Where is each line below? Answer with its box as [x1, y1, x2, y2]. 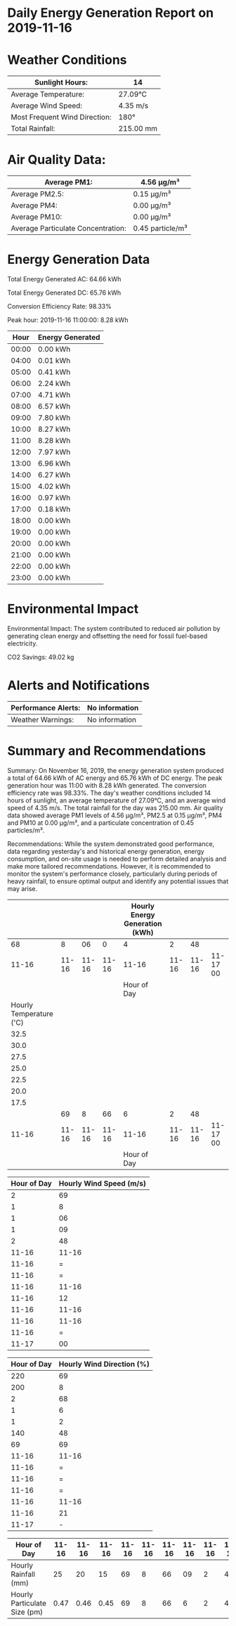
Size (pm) [11, 1607, 44, 1617]
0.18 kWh [37, 504, 71, 514]
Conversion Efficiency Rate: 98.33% [7, 302, 112, 310]
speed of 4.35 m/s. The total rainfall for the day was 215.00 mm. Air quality [7, 803, 223, 812]
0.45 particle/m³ [133, 224, 188, 233]
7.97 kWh [37, 447, 71, 456]
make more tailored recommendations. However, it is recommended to [7, 862, 211, 870]
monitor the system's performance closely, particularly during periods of [7, 869, 218, 878]
